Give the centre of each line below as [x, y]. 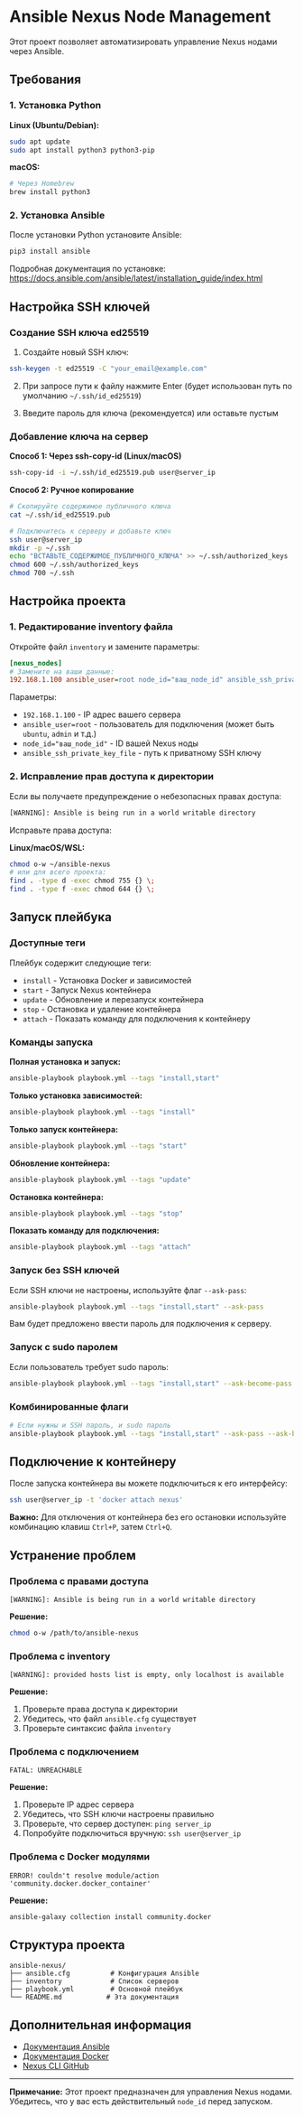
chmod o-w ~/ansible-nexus [60, 864]
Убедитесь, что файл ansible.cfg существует [109, 1719]
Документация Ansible [66, 2046]
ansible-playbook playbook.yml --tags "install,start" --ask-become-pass [151, 1384]
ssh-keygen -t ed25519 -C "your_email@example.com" [108, 368]
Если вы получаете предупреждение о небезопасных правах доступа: [146, 796]
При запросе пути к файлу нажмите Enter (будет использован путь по [157, 386]
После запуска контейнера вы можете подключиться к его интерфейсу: [149, 1484]
